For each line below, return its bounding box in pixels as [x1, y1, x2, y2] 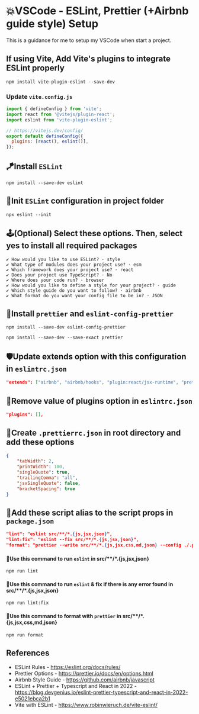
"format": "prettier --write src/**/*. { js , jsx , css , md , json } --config [6, 542, 182, 548]
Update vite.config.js [6, 92, 73, 101]
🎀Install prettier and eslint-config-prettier [6, 309, 174, 319]
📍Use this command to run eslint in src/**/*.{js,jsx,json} [6, 555, 150, 562]
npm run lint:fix [6, 600, 49, 606]
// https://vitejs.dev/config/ [6, 127, 84, 134]
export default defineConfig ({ [6, 133, 84, 139]
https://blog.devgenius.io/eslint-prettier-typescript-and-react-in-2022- [14, 689, 188, 696]
